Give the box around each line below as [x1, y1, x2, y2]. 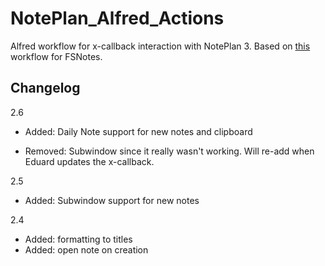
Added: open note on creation [24, 243, 149, 256]
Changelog [10, 80, 81, 97]
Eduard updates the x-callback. [24, 155, 155, 167]
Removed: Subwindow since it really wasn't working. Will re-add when [24, 145, 315, 157]
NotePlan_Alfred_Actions [10, 7, 225, 30]
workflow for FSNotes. [10, 50, 103, 62]
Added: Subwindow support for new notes [24, 194, 200, 206]
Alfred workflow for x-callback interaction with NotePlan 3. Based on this [10, 40, 311, 52]
